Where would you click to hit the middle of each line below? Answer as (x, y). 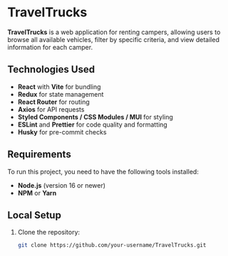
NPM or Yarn (37, 193)
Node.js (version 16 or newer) (61, 185)
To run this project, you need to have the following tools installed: (103, 171)
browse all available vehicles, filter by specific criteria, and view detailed (113, 39)
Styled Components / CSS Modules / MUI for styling (95, 117)
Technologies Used (51, 69)
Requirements (39, 155)
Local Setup (35, 215)
